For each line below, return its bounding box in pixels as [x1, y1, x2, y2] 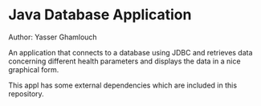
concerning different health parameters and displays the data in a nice [8, 56, 241, 66]
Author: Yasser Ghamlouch [8, 32, 98, 42]
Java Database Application [8, 6, 192, 24]
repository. [8, 88, 44, 98]
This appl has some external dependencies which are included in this [8, 80, 238, 90]
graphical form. [8, 64, 59, 74]
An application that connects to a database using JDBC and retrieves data [8, 47, 253, 57]
